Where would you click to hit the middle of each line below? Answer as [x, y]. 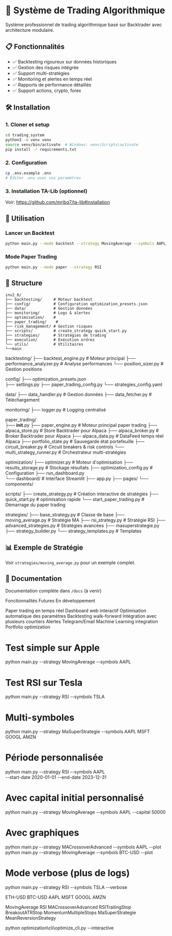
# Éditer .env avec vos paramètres [43, 178]
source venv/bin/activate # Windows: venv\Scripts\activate [72, 145]
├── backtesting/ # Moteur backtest [49, 299]
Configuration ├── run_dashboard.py [45, 473]
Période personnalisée [54, 758]
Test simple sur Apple [52, 648]
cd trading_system [25, 135]
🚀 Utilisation [25, 218]
